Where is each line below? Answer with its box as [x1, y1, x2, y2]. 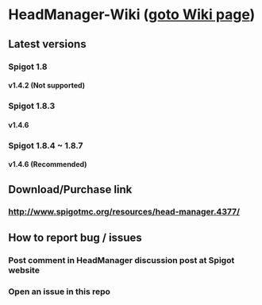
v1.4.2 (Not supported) [8, 81, 86, 91]
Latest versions [8, 37, 87, 51]
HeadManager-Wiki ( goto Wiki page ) [8, 6, 256, 24]
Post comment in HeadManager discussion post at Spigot [8, 254, 235, 265]
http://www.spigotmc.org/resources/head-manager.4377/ [8, 207, 241, 218]
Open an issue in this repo [8, 286, 111, 297]
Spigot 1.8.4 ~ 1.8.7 [8, 140, 83, 151]
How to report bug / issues [8, 230, 142, 244]
